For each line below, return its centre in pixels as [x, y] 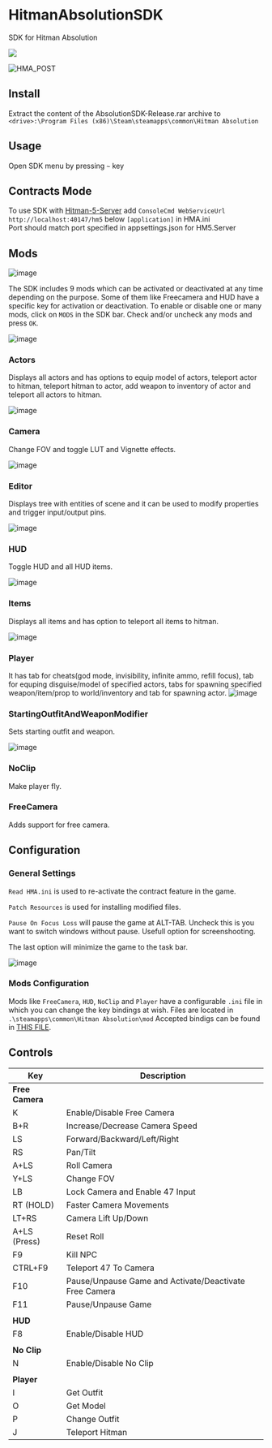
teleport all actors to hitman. [55, 394]
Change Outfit [93, 1419]
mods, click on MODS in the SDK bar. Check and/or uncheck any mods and [130, 315]
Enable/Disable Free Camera [120, 1112]
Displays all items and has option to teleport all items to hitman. [114, 621]
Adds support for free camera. [59, 825]
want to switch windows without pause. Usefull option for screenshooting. [132, 931]
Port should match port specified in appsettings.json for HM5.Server [122, 228]
